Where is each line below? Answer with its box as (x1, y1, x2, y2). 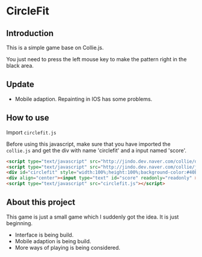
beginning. (6, 219, 33, 226)
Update (6, 79, 35, 89)
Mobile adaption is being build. (14, 237, 91, 244)
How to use (6, 113, 49, 123)
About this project (6, 197, 76, 208)
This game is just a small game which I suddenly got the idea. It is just (6, 213, 179, 220)
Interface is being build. (14, 231, 74, 238)
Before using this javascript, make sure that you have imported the (6, 140, 171, 148)
